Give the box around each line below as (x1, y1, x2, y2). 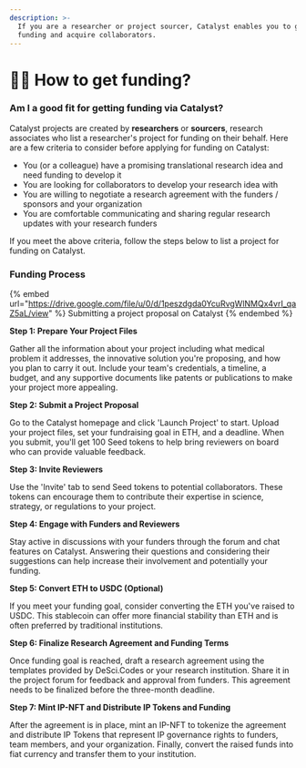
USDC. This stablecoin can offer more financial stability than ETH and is (9, 610, 279, 621)
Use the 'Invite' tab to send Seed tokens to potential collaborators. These (9, 482, 284, 493)
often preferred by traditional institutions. (9, 620, 164, 631)
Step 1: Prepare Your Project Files (9, 325, 138, 337)
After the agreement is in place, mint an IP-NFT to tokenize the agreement (9, 720, 287, 731)
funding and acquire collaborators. (17, 30, 157, 39)
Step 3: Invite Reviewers (9, 464, 103, 475)
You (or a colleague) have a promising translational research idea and (22, 159, 284, 170)
